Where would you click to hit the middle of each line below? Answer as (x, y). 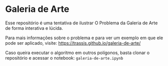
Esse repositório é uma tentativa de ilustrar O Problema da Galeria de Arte (81, 23)
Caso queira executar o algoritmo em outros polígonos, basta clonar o (77, 53)
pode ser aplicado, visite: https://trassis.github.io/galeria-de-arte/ (73, 43)
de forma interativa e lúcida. (34, 28)
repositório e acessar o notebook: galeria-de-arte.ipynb (64, 58)
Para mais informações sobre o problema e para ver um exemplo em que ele (84, 38)
